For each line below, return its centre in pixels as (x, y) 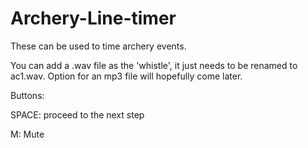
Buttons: (27, 95)
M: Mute (27, 134)
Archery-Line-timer (93, 18)
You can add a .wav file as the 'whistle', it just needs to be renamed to (154, 65)
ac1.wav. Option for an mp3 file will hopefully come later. (126, 76)
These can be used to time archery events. (98, 46)
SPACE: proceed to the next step (77, 114)
